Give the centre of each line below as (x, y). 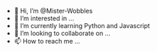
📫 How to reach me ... (47, 41)
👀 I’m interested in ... (44, 18)
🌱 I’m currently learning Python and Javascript (82, 26)
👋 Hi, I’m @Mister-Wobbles (53, 11)
